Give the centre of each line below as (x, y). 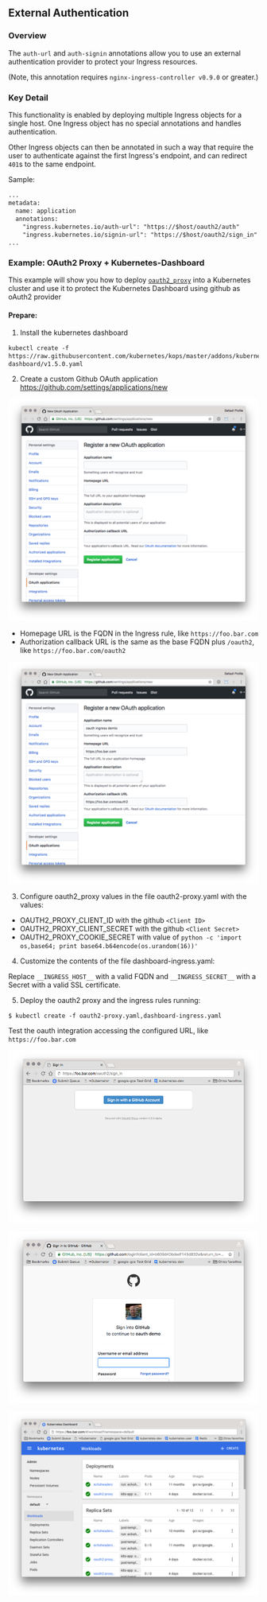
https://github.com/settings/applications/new (94, 387)
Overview (27, 36)
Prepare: (23, 315)
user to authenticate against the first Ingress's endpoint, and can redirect (128, 155)
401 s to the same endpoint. (52, 164)
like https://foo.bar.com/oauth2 (73, 651)
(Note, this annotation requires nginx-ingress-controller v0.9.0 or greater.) (133, 77)
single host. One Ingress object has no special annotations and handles (125, 123)
